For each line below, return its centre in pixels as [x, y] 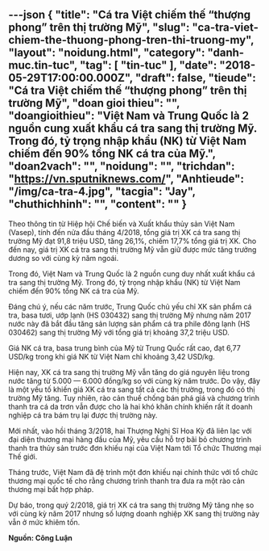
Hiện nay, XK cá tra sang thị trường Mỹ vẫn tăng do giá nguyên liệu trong [129, 372]
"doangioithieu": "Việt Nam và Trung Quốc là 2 [129, 116]
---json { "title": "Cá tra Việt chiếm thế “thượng [130, 15]
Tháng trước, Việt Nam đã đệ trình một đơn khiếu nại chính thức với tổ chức [133, 472]
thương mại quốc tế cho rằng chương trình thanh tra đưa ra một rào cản [127, 481]
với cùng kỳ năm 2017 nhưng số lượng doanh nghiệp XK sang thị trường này [134, 513]
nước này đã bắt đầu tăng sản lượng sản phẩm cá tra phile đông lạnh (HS [129, 323]
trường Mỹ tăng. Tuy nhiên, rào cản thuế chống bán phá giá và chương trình [134, 397]
